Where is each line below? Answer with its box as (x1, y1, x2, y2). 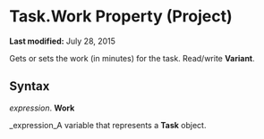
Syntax (9, 78, 50, 94)
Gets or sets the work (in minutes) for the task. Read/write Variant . (9, 53, 255, 63)
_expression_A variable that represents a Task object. (9, 119, 207, 130)
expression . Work (9, 102, 75, 113)
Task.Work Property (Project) (9, 6, 233, 27)
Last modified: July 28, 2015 (9, 36, 116, 46)
